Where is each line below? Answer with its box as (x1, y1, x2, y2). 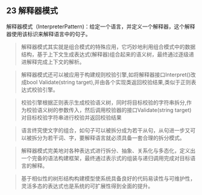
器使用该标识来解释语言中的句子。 (6, 30, 91, 37)
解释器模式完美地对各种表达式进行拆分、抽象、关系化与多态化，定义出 (21, 147, 196, 154)
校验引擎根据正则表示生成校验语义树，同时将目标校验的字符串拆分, (21, 99, 187, 106)
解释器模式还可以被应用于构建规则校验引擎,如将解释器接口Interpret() (21, 71, 191, 78)
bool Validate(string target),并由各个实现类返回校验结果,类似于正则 (26, 78, 191, 85)
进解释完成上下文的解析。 (21, 58, 85, 65)
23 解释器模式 (6, 5, 58, 16)
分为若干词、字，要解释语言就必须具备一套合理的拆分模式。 (37, 134, 185, 141)
